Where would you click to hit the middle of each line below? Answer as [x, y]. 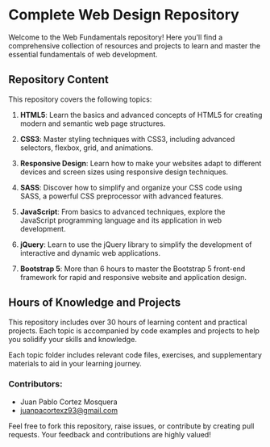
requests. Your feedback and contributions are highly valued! [110, 434]
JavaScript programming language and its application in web [121, 220]
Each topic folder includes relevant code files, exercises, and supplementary [135, 355]
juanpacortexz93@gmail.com [69, 410]
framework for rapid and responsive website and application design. [133, 277]
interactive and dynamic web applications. [90, 253]
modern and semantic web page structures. [93, 123]
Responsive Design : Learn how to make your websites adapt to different [141, 163]
